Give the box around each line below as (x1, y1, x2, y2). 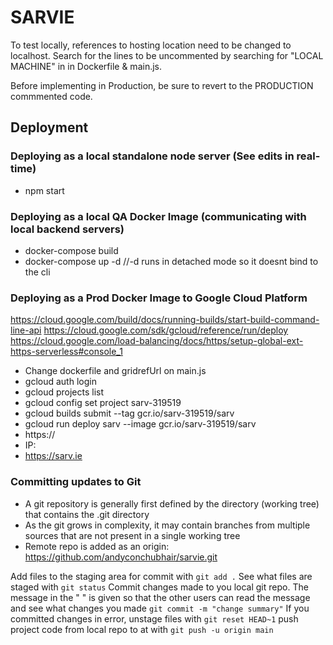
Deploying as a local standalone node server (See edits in (10, 149, 295, 163)
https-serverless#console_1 (10, 346, 123, 358)
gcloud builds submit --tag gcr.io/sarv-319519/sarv (24, 407, 235, 420)
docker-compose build (24, 244, 119, 256)
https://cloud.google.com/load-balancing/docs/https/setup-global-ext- (10, 335, 304, 347)
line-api (10, 324, 42, 336)
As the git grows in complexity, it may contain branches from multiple (24, 519, 311, 531)
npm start (24, 184, 65, 196)
